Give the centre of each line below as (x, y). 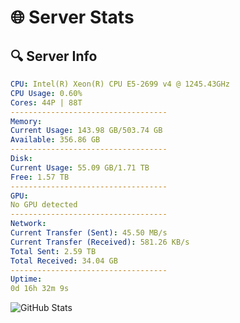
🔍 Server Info (54, 56)
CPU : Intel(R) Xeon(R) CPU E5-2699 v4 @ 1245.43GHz (120, 84)
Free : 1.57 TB (40, 177)
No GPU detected (44, 205)
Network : (28, 224)
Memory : (26, 121)
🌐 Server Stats (72, 17)
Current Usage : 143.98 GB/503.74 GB (86, 131)
